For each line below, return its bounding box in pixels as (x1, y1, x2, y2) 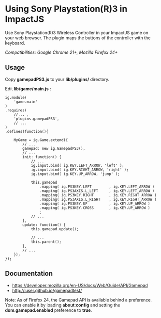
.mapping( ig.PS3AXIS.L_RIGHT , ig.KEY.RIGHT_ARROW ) (39, 197, 157, 202)
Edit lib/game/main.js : (5, 86, 51, 92)
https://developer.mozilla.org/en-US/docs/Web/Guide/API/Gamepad (12, 282, 148, 288)
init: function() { (22, 154, 62, 159)
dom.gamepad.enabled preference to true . (5, 307, 92, 313)
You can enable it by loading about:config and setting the (5, 302, 120, 308)
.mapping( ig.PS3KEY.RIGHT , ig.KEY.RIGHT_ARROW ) (39, 192, 157, 197)
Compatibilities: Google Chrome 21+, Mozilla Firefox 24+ (5, 49, 118, 55)
